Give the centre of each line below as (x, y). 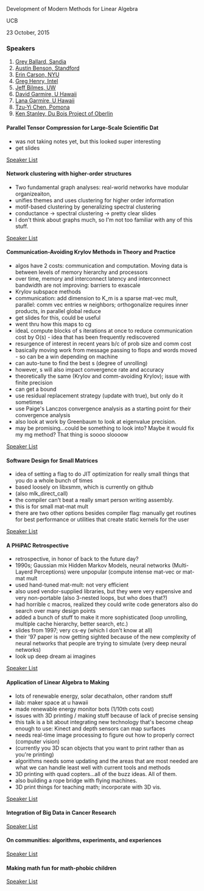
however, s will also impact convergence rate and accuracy (90, 369)
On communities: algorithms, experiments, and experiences (84, 840)
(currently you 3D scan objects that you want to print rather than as (100, 748)
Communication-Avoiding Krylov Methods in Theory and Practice (91, 252)
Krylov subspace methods (48, 291)
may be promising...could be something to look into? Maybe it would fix (105, 428)
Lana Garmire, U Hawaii (45, 101)
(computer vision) (37, 741)
